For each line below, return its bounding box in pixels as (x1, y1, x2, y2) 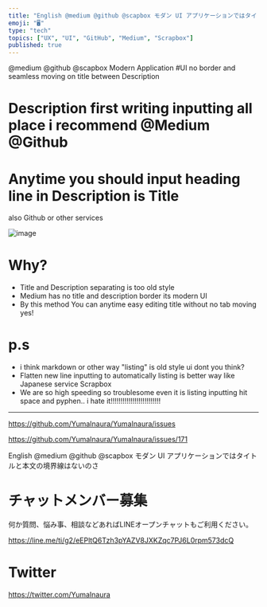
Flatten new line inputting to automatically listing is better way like (19, 371, 235, 381)
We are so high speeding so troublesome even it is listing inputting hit (19, 388, 248, 397)
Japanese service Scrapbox (19, 379, 112, 389)
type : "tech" (8, 26, 52, 34)
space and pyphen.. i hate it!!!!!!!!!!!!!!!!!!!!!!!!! (19, 396, 161, 406)
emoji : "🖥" (8, 19, 45, 27)
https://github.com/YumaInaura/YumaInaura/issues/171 (8, 435, 188, 444)
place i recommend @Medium (8, 116, 211, 135)
